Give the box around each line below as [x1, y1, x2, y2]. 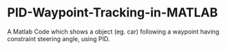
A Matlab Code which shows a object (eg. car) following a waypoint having [7, 27, 220, 36]
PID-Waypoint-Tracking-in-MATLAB [7, 5, 218, 21]
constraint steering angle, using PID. [7, 34, 110, 42]
